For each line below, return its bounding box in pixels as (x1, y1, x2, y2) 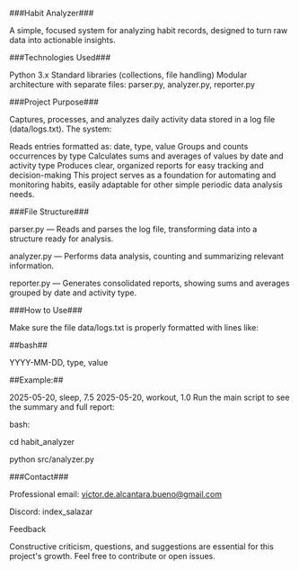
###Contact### (9, 472, 69, 482)
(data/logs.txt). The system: (9, 123, 112, 134)
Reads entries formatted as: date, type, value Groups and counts (9, 141, 249, 151)
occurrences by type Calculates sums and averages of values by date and (9, 150, 285, 161)
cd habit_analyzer (9, 437, 75, 447)
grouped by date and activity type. (9, 287, 137, 298)
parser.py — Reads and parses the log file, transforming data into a (9, 224, 258, 234)
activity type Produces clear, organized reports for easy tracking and (9, 160, 264, 170)
